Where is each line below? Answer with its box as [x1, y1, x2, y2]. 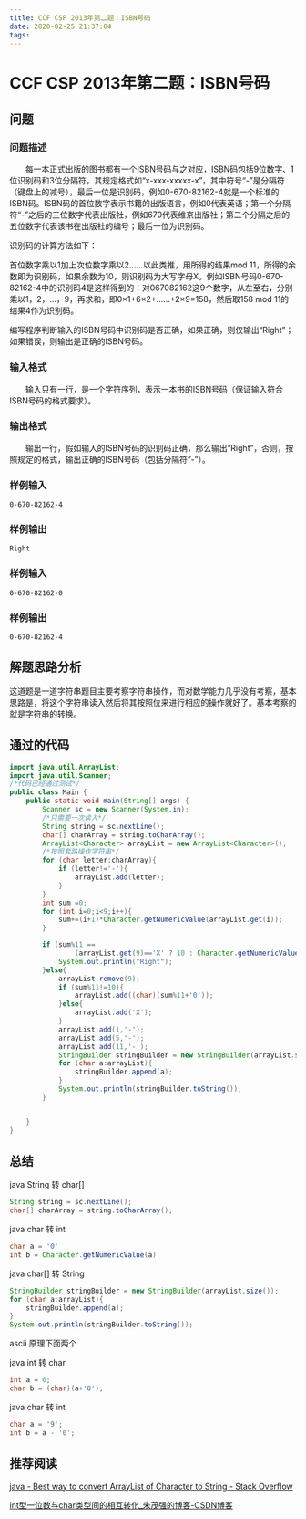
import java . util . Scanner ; [9, 770, 112, 780]
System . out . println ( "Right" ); [57, 957, 173, 966]
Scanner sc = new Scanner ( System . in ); [42, 805, 189, 814]
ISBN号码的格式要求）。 [9, 394, 97, 406]
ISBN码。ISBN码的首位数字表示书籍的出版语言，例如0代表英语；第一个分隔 [9, 198, 291, 209]
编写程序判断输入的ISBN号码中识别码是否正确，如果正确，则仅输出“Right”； [9, 325, 294, 336]
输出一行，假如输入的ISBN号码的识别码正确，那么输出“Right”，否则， [25, 442, 286, 453]
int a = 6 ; [9, 1376, 51, 1385]
